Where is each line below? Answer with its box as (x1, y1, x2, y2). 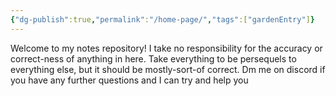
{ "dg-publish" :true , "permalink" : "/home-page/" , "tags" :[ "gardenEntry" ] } (10, 14, 315, 25)
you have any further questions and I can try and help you (10, 74, 249, 86)
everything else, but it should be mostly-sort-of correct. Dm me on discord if (10, 63, 326, 75)
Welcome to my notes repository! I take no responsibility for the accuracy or (10, 42, 323, 54)
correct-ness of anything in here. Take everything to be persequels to (10, 52, 297, 65)
